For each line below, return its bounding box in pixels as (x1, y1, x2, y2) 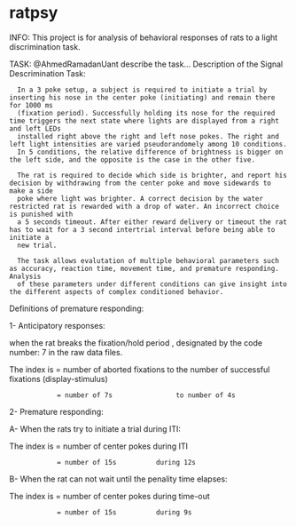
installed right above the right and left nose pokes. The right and (17, 131, 279, 140)
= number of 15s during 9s (56, 507, 192, 517)
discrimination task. (9, 41, 82, 52)
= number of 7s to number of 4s (56, 390, 237, 400)
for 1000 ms (9, 100, 53, 109)
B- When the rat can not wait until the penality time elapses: (9, 474, 228, 484)
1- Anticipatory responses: (9, 320, 105, 331)
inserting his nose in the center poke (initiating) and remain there (9, 92, 276, 102)
